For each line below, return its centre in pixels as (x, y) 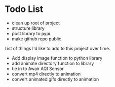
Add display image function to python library (57, 58)
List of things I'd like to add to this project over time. (57, 48)
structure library (28, 28)
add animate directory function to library (53, 63)
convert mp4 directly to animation (46, 74)
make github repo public (37, 39)
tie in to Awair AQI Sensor (38, 69)
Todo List (24, 9)
